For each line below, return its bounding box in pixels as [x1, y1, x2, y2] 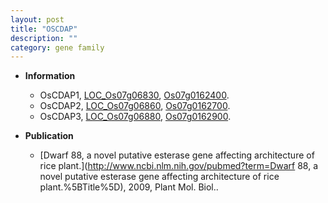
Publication [24, 130, 74, 142]
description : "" [10, 33, 78, 43]
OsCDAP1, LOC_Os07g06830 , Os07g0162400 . [39, 89, 230, 101]
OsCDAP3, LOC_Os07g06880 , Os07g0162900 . [39, 111, 232, 123]
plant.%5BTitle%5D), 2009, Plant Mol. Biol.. [39, 181, 219, 193]
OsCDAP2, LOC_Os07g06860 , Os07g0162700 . [39, 100, 231, 112]
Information [24, 70, 76, 82]
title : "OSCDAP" [10, 24, 78, 34]
